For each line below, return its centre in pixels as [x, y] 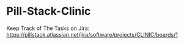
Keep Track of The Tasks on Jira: [48, 28]
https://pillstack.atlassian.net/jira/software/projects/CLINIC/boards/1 [92, 34]
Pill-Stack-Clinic [49, 11]
